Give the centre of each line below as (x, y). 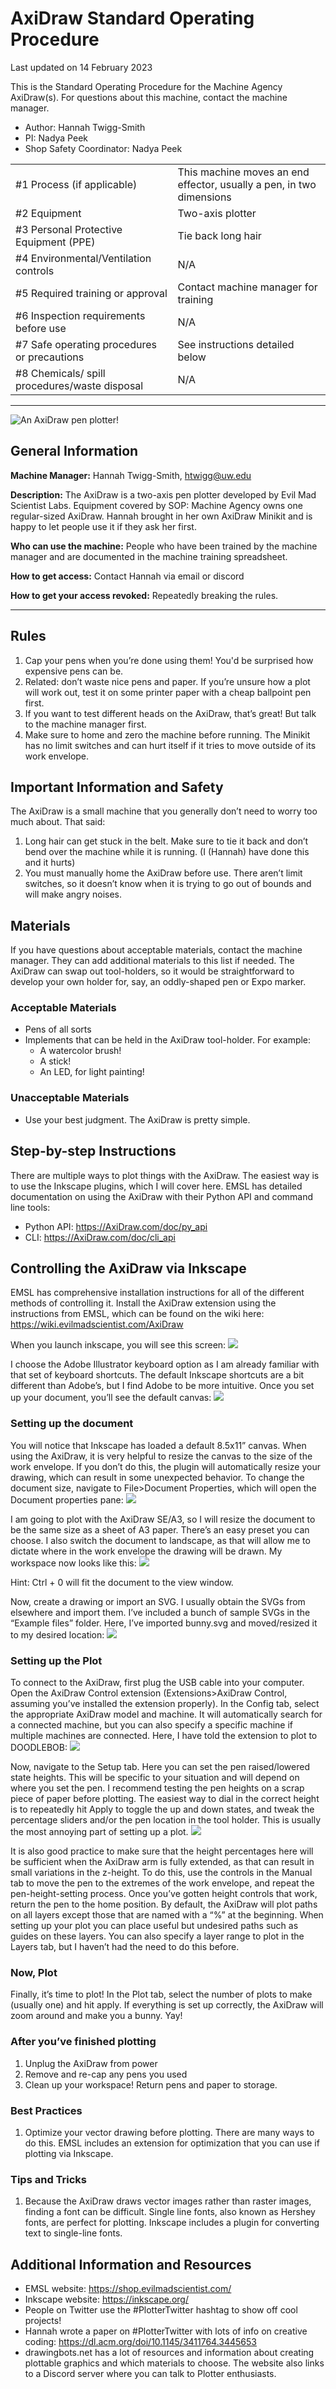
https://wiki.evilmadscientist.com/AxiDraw (97, 1324)
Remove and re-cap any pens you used (106, 2074)
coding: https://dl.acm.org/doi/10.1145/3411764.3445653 (141, 2341)
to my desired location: (57, 1634)
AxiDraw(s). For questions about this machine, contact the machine (149, 97)
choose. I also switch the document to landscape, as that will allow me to (160, 1540)
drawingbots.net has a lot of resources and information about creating (169, 2352)
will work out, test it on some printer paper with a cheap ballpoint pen (168, 692)
